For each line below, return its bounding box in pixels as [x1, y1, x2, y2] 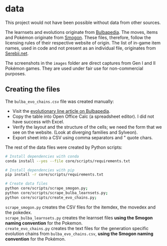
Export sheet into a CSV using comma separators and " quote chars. [12, 134, 153, 140]
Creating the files [5, 85, 60, 94]
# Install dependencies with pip [5, 168, 75, 173]
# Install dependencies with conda [5, 154, 79, 159]
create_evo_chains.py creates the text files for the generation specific [5, 225, 149, 231]
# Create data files [5, 181, 48, 186]
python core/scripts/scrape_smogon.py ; [5, 186, 88, 191]
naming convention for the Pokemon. [5, 220, 83, 226]
